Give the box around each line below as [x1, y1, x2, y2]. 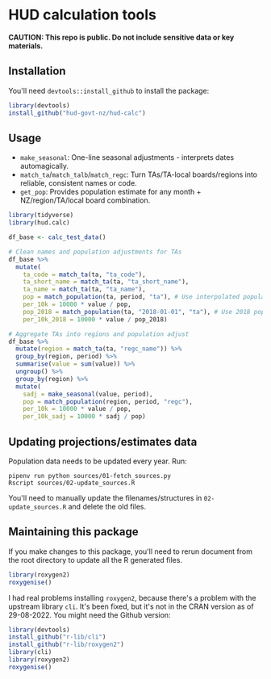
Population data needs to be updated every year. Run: [8, 456, 187, 466]
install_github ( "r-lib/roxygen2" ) [8, 640, 125, 649]
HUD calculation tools [8, 6, 157, 24]
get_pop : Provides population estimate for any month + [19, 187, 202, 197]
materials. [8, 40, 44, 50]
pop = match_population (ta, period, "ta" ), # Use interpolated [23, 293, 240, 301]
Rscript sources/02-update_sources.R [8, 479, 135, 487]
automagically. [19, 161, 69, 171]
